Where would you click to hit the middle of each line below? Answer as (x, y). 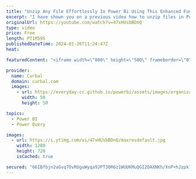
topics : (15, 113)
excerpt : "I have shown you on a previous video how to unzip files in (95, 17)
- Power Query (28, 124)
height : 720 (31, 151)
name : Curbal (27, 76)
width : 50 (33, 98)
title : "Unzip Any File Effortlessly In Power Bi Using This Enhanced (94, 11)
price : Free (20, 33)
